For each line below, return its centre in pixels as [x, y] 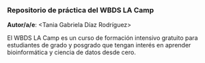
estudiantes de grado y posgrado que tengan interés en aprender [99, 45]
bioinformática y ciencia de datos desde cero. [72, 52]
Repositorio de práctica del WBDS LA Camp [81, 10]
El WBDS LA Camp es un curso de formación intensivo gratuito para [102, 38]
